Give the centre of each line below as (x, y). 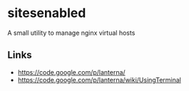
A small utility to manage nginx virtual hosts (71, 33)
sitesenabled (47, 13)
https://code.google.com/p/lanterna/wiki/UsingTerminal (99, 80)
